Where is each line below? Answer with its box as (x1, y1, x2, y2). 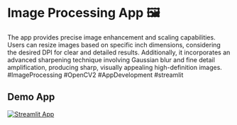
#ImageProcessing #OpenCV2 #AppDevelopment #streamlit (7, 71, 184, 79)
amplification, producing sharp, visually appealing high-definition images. (7, 63, 222, 71)
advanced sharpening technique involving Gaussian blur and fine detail (7, 55, 215, 64)
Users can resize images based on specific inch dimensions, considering (7, 40, 221, 49)
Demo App (7, 91, 55, 103)
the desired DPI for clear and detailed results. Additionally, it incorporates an (7, 48, 231, 56)
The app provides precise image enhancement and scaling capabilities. (7, 32, 216, 42)
